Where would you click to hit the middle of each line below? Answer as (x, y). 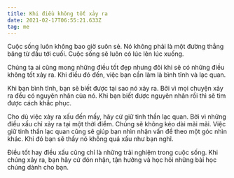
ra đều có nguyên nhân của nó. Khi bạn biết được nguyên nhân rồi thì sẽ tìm (117, 96)
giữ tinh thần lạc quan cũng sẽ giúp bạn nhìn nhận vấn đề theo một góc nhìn (117, 132)
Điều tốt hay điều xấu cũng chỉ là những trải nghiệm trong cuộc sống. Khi (113, 153)
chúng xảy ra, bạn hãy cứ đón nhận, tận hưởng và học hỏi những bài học (112, 160)
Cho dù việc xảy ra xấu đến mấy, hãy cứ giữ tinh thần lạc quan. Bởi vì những (117, 117)
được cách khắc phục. (40, 103)
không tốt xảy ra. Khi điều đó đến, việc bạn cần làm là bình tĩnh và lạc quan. (117, 75)
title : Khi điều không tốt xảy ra (58, 14)
